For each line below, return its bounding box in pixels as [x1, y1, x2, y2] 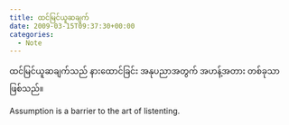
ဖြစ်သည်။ [9, 83, 43, 94]
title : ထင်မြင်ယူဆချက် [9, 13, 89, 22]
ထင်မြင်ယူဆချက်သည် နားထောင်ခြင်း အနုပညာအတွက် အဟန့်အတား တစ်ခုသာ [9, 66, 280, 76]
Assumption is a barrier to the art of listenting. [9, 105, 181, 117]
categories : [9, 30, 54, 39]
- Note [17, 38, 42, 48]
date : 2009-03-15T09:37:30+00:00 [9, 22, 135, 31]
